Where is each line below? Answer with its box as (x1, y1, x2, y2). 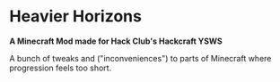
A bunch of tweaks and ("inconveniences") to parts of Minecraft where (9, 53, 272, 63)
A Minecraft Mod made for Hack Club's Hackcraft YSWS (9, 36, 223, 46)
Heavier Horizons (9, 6, 142, 27)
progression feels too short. (9, 62, 112, 73)
